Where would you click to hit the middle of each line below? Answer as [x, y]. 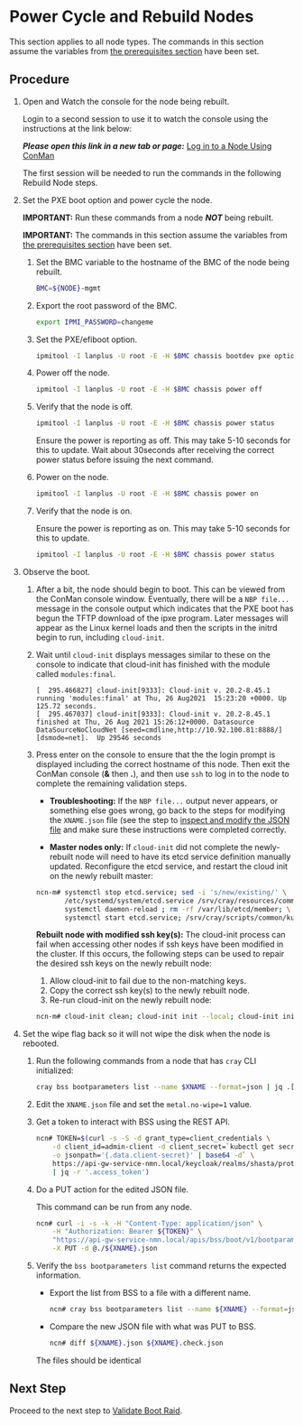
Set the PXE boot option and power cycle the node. [117, 199]
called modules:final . [76, 673]
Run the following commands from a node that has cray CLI [146, 1061]
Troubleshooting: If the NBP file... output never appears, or [164, 800]
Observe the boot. [56, 571]
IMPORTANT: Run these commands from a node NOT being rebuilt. [148, 217]
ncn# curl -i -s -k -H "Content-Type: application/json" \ [149, 1223]
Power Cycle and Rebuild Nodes [132, 17]
